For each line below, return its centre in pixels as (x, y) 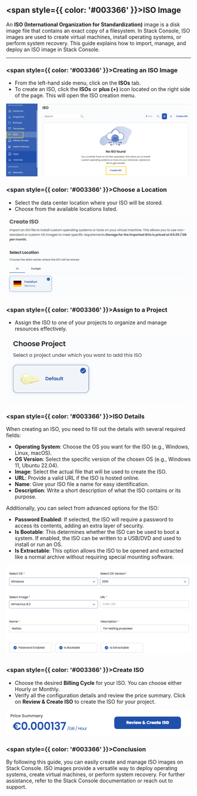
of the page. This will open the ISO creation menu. (75, 96)
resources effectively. (41, 329)
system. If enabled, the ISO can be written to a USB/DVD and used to (98, 539)
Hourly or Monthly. (37, 689)
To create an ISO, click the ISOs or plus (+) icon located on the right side (102, 89)
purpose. (26, 497)
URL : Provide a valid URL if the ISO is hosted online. (77, 478)
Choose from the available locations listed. (66, 209)
